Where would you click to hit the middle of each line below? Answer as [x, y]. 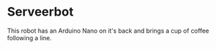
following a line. [29, 37]
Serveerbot [40, 12]
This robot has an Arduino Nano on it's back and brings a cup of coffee [108, 31]
